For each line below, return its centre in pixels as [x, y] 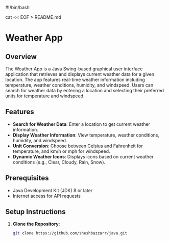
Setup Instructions [35, 212]
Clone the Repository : [36, 224]
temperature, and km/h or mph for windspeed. [62, 151]
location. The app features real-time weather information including [75, 79]
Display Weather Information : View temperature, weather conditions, [86, 135]
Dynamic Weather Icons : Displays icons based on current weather [83, 156]
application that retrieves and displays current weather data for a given [80, 74]
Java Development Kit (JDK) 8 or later [53, 190]
